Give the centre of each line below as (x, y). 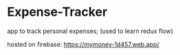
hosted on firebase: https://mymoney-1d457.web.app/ (83, 44)
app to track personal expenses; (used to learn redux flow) (90, 31)
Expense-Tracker (57, 12)
